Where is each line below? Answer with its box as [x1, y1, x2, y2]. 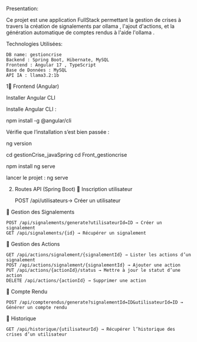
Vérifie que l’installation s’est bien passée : [6, 129, 110, 135]
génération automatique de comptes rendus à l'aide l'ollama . [6, 29, 155, 36]
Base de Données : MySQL [6, 67, 67, 73]
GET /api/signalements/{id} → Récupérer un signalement [6, 230, 146, 236]
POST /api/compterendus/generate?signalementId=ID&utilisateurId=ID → [6, 300, 183, 305]
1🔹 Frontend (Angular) [6, 83, 60, 90]
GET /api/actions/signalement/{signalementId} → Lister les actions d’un [6, 252, 192, 258]
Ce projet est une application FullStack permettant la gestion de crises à [6, 17, 182, 23]
